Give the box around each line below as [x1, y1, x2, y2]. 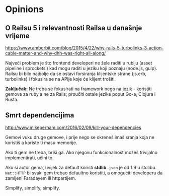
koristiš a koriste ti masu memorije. [5, 140, 77, 146]
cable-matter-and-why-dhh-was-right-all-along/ [5, 50, 106, 56]
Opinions [5, 4, 44, 15]
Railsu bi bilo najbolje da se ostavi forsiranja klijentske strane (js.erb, [5, 71, 147, 77]
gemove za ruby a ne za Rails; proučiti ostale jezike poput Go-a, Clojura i [5, 91, 156, 97]
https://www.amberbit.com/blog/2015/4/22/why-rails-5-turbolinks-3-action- [5, 45, 164, 51]
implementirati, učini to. [5, 155, 54, 161]
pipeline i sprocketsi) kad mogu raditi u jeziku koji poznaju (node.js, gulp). [5, 66, 157, 71]
